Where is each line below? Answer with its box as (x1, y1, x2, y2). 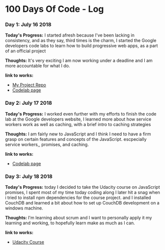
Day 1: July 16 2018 (5, 21, 52, 28)
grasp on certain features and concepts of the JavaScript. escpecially (5, 136, 147, 142)
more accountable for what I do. (5, 63, 70, 69)
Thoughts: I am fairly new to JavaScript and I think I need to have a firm (5, 131, 151, 137)
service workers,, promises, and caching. (5, 141, 89, 147)
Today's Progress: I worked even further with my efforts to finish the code (5, 111, 157, 117)
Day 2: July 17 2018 (5, 100, 52, 107)
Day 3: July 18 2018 (5, 173, 53, 180)
